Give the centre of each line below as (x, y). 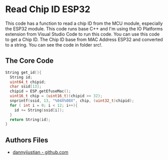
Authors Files (27, 140)
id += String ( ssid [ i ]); (39, 110)
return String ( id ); (30, 119)
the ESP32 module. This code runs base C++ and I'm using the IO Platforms (84, 28)
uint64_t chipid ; (28, 82)
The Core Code (30, 61)
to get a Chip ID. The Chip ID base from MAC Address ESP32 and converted (84, 39)
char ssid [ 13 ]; (26, 87)
